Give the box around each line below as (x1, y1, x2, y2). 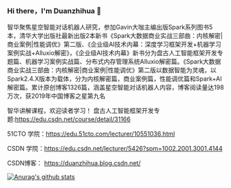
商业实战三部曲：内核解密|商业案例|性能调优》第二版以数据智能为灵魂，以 (7, 66, 217, 74)
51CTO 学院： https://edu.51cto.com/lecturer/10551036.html (7, 129, 175, 138)
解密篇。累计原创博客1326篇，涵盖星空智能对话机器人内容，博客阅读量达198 (7, 83, 224, 92)
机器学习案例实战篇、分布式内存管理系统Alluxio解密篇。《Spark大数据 (25, 57, 221, 66)
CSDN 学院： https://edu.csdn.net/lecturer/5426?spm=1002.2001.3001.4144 (7, 145, 223, 153)
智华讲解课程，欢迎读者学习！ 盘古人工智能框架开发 (7, 107, 154, 115)
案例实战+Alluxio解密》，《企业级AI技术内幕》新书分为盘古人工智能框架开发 (7, 49, 217, 57)
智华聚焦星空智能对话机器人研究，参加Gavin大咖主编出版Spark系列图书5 (7, 23, 213, 32)
